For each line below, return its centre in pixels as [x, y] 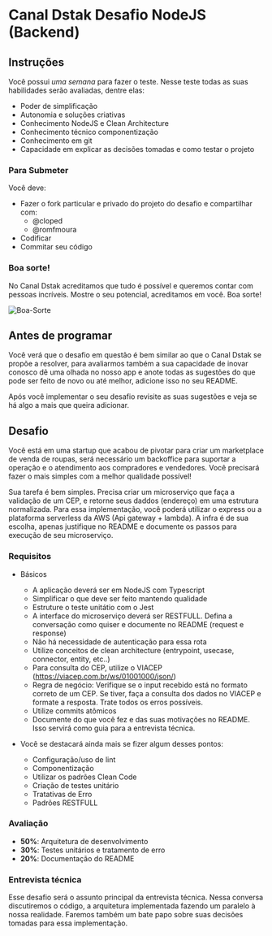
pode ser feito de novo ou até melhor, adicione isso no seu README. [123, 381]
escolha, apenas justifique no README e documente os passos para [123, 526]
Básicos [33, 574]
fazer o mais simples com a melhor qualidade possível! [100, 476]
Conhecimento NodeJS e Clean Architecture [94, 123]
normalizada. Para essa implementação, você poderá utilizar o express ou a [135, 509]
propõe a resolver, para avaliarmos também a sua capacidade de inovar [128, 364]
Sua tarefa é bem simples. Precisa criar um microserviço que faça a [122, 492]
